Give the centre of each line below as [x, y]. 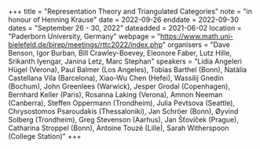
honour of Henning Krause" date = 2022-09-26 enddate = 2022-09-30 [124, 20]
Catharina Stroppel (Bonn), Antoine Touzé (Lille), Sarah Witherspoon [119, 128]
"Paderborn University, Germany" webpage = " [84, 36]
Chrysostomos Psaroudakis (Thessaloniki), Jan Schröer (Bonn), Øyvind [123, 111]
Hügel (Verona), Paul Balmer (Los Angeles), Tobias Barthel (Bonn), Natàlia [128, 69]
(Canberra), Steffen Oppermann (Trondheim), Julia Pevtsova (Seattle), [122, 103]
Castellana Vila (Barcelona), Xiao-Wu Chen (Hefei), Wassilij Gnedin [116, 78]
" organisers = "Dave [196, 45]
